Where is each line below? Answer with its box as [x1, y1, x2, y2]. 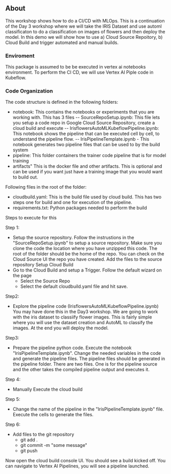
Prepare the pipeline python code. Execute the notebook [12, 345, 132, 351]
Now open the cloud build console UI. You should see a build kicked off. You [5, 458, 166, 464]
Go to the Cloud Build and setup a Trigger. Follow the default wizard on [12, 267, 162, 273]
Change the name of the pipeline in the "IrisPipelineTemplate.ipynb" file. [12, 406, 164, 412]
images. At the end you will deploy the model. [12, 325, 109, 331]
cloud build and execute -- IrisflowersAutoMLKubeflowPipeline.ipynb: [12, 125, 159, 131]
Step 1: [5, 224, 19, 231]
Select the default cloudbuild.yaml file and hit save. [20, 283, 128, 289]
